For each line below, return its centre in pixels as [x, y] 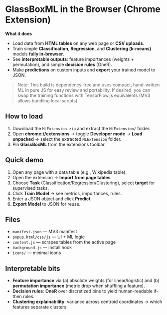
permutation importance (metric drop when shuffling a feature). [79, 286]
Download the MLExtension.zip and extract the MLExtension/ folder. [81, 128]
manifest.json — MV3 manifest [45, 232]
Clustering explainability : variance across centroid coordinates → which [87, 302]
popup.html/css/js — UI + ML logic [48, 237]
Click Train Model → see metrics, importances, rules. [67, 193]
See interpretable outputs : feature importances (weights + [73, 59]
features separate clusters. [40, 307]
